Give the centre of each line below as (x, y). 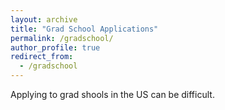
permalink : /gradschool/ (62, 38)
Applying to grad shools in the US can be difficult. (112, 94)
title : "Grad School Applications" (84, 29)
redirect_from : (42, 57)
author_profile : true (55, 47)
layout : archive (44, 19)
